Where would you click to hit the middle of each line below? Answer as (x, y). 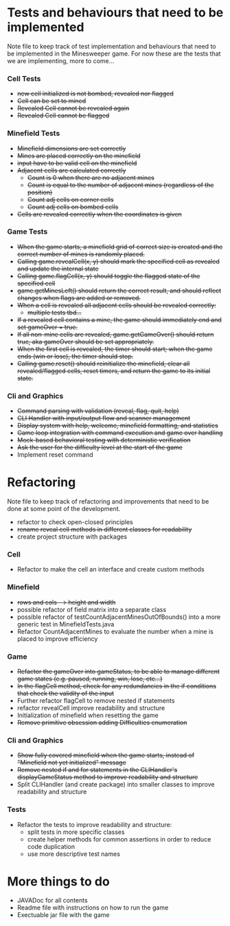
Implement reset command (55, 455)
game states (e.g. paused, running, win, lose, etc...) (90, 679)
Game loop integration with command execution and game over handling (120, 433)
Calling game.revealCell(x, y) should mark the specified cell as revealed (118, 261)
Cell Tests (24, 78)
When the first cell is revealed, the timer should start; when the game (115, 349)
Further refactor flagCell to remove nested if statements (96, 700)
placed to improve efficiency (57, 639)
